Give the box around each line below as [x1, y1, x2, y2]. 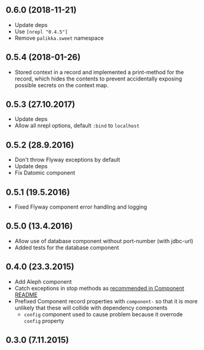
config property [23, 317, 65, 324]
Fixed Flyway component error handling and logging [14, 203, 147, 211]
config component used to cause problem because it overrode [23, 310, 183, 318]
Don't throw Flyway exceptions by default [14, 156, 120, 163]
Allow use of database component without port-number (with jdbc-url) [14, 237, 194, 244]
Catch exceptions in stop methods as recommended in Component [14, 284, 185, 292]
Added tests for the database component [14, 244, 119, 251]
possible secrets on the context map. [14, 81, 109, 88]
